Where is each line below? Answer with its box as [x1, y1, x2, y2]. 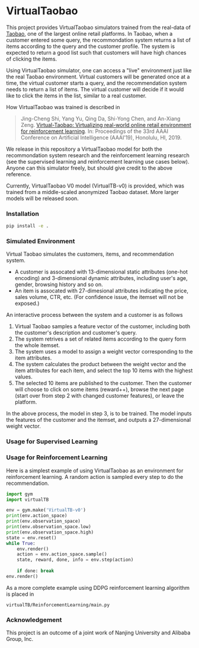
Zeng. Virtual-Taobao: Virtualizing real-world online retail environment [20, 121, 191, 128]
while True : [6, 540, 36, 547]
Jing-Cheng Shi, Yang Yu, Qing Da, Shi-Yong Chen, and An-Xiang [20, 115, 181, 122]
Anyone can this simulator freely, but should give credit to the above [6, 164, 173, 171]
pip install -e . [6, 223, 49, 229]
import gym [6, 491, 33, 497]
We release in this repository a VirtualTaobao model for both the [6, 145, 163, 153]
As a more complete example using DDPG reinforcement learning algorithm [6, 584, 190, 591]
